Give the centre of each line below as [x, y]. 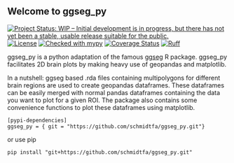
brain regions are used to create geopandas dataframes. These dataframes [116, 85]
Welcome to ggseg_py [57, 12]
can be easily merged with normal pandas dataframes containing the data [114, 92]
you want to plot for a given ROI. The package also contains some [102, 100]
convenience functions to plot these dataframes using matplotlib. [101, 107]
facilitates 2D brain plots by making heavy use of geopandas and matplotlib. [117, 64]
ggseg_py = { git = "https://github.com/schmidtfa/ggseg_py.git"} [106, 126]
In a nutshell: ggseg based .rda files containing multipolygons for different [114, 78]
